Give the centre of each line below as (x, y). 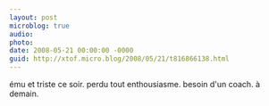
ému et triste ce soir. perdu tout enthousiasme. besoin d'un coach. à (135, 84)
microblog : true (39, 26)
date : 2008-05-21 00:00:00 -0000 (71, 51)
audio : (21, 34)
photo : (21, 42)
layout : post (34, 17)
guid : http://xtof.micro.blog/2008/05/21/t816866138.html (119, 59)
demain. (24, 94)
